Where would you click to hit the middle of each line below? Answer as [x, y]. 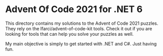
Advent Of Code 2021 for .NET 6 [74, 9]
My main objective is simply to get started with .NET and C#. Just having [81, 43]
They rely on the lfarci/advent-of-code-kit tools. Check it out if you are [79, 28]
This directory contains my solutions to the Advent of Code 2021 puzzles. [82, 23]
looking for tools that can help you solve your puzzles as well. [70, 34]
